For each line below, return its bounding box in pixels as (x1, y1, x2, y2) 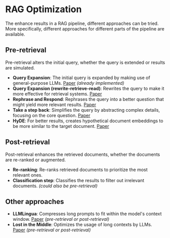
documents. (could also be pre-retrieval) (12, 183, 98, 189)
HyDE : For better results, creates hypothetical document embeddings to (12, 118, 163, 124)
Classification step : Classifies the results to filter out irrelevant (12, 177, 145, 183)
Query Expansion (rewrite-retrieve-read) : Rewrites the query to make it (12, 85, 164, 91)
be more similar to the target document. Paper (12, 123, 110, 129)
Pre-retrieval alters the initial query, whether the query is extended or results (5, 59, 165, 65)
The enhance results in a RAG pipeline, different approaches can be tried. (5, 20, 159, 26)
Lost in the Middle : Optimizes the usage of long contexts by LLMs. (12, 222, 152, 228)
